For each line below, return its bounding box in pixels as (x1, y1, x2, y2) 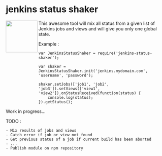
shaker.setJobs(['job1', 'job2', (38, 82, 109, 87)
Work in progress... (6, 108, 46, 114)
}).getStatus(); (38, 99, 73, 104)
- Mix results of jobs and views (6, 128, 77, 133)
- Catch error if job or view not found (6, 132, 93, 137)
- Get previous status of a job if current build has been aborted (6, 137, 152, 142)
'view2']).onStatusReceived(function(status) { (38, 90, 141, 96)
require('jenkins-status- (98, 51, 152, 56)
